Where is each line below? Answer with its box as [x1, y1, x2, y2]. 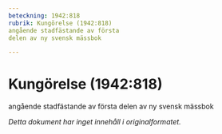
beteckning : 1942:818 [8, 11, 81, 20]
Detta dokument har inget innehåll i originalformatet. [8, 117, 181, 127]
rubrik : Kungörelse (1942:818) [8, 19, 113, 27]
